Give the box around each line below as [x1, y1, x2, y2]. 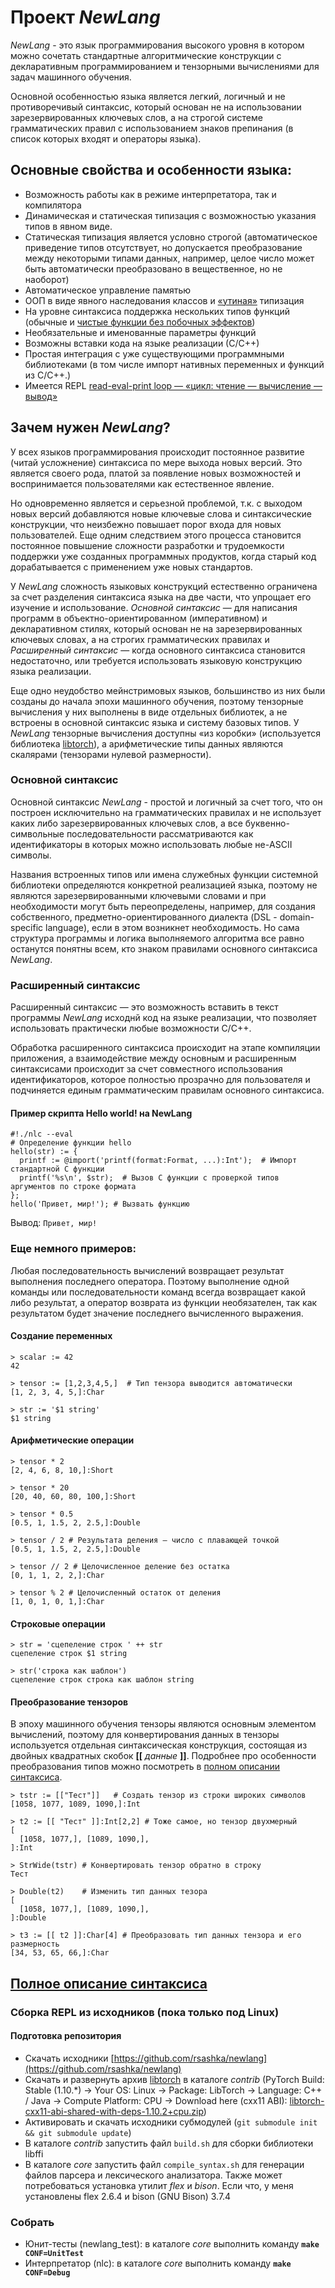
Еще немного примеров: [10, 1242, 137, 1256]
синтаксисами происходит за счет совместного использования [10, 1063, 283, 1075]
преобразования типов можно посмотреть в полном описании [10, 1761, 281, 1773]
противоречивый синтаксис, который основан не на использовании [10, 101, 302, 113]
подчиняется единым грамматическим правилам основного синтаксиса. [10, 1084, 325, 1096]
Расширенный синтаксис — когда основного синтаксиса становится [10, 644, 306, 656]
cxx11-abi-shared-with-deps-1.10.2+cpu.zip [24, 2105, 204, 2117]
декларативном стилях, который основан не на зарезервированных [10, 622, 303, 635]
